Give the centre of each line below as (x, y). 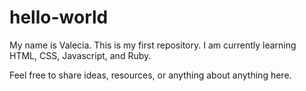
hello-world (59, 17)
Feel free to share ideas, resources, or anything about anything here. (150, 75)
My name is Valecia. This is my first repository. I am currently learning (153, 45)
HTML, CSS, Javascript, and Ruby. (80, 55)
